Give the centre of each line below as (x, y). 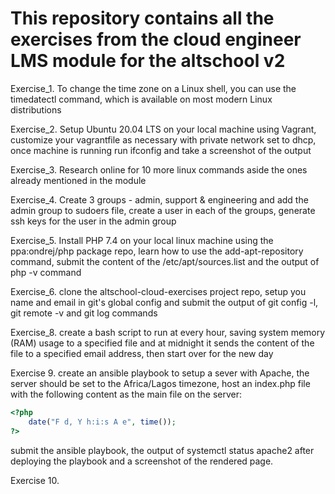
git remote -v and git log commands (84, 313)
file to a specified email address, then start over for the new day (142, 353)
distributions (36, 109)
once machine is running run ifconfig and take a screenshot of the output (161, 150)
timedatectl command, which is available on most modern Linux (141, 99)
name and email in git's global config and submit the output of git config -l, (164, 302)
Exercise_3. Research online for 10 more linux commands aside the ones (159, 169)
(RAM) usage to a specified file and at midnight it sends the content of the (162, 343)
